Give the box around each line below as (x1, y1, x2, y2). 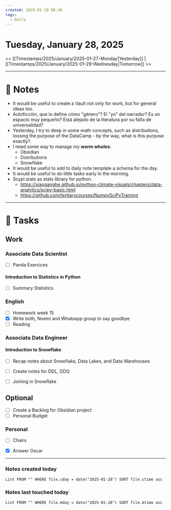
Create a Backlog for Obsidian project (12, 407, 92, 413)
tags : (5, 12, 17, 17)
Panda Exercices (12, 262, 48, 268)
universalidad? (12, 122, 43, 128)
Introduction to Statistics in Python (5, 274, 81, 280)
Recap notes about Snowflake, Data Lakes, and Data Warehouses (12, 358, 150, 364)
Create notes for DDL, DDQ (12, 368, 70, 374)
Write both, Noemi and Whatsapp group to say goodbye (12, 315, 130, 321)
